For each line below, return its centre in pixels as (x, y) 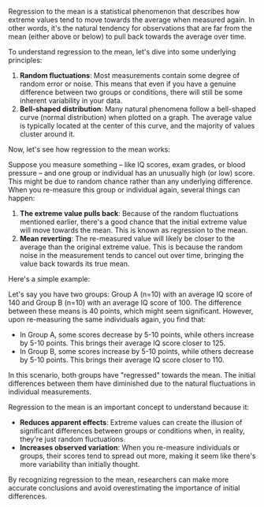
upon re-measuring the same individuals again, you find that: (107, 319)
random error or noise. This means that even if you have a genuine (128, 84)
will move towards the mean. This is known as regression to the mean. (134, 230)
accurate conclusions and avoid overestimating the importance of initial (124, 488)
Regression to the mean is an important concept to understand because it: (129, 407)
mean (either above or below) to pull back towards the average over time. (127, 36)
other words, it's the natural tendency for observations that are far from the (130, 28)
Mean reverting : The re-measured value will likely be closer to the (127, 239)
